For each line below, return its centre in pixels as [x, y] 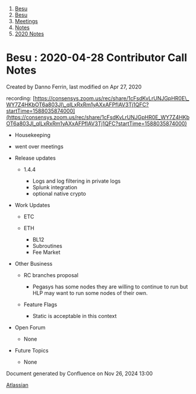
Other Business [34, 263]
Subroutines [47, 246]
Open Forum [30, 327]
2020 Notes [29, 34]
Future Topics [31, 350]
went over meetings [39, 146]
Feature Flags [40, 304]
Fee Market [46, 252]
